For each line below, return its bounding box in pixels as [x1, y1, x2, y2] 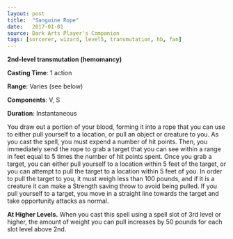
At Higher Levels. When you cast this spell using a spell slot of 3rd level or [7, 210, 221, 219]
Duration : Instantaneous [7, 109, 77, 118]
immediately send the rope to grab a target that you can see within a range [7, 145, 221, 153]
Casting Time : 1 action [7, 69, 72, 77]
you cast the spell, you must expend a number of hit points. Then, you [7, 137, 208, 146]
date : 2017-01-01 [7, 23, 64, 30]
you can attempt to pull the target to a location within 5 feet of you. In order [7, 167, 223, 176]
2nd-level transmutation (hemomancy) [7, 55, 122, 63]
